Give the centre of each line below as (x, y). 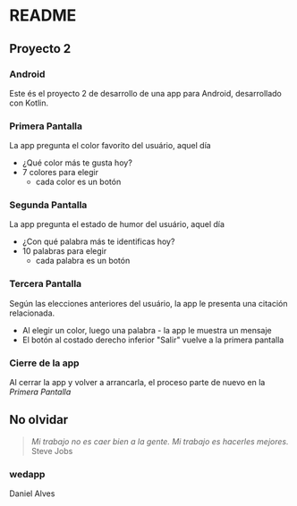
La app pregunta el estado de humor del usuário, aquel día (117, 224)
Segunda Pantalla (48, 205)
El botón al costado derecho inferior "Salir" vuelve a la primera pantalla (153, 340)
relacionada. (32, 313)
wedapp (27, 474)
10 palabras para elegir (64, 251)
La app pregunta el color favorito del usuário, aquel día (110, 146)
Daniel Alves (32, 493)
